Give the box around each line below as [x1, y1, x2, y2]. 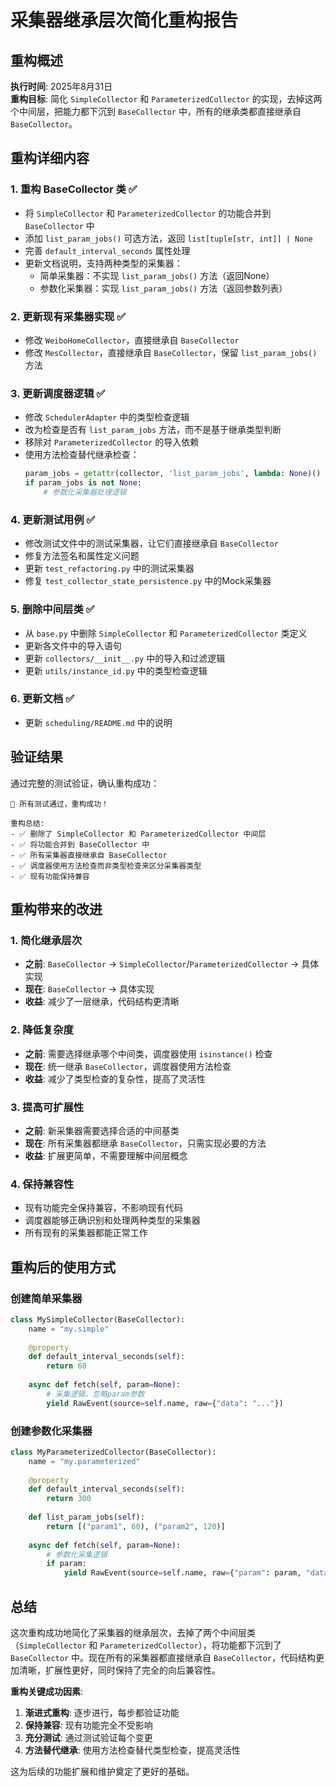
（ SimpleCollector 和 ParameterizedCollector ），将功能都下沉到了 [10, 1639, 282, 1651]
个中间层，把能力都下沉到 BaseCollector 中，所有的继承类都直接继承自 [10, 106, 302, 117]
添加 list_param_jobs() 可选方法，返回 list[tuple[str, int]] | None [24, 232, 313, 244]
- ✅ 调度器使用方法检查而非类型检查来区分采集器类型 [10, 861, 202, 871]
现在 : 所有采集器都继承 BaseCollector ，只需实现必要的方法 [24, 1137, 267, 1149]
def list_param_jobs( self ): [28, 1512, 145, 1523]
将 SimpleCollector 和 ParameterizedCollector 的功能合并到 [24, 207, 272, 219]
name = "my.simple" [28, 1324, 110, 1334]
